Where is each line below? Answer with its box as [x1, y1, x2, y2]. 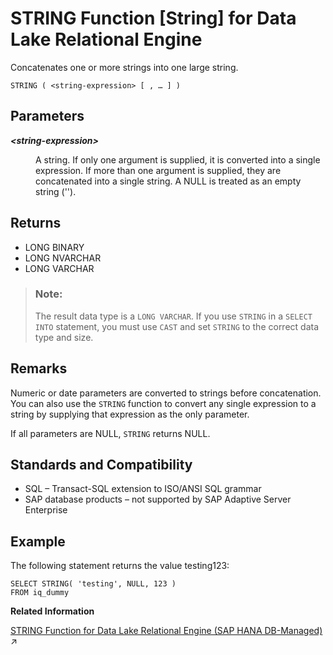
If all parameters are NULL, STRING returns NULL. [10, 427, 211, 439]
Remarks [10, 360, 68, 377]
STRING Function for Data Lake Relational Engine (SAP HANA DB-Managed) [10, 625, 323, 637]
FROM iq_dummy [10, 588, 70, 598]
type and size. [34, 331, 94, 343]
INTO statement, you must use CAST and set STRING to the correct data [34, 320, 320, 332]
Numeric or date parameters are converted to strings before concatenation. [10, 387, 322, 399]
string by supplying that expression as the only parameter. [10, 408, 250, 420]
